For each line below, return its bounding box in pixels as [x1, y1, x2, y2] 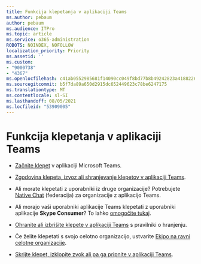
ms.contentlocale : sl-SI [6, 92, 68, 98]
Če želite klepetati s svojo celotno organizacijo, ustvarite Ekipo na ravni [14, 233, 190, 240]
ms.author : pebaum [6, 14, 52, 20]
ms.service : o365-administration [6, 37, 90, 43]
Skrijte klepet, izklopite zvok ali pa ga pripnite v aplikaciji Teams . [14, 251, 173, 258]
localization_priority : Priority [6, 48, 90, 54]
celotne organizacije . [14, 239, 67, 247]
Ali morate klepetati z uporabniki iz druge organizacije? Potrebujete [14, 185, 181, 193]
